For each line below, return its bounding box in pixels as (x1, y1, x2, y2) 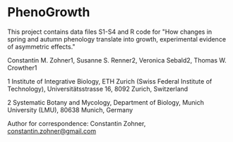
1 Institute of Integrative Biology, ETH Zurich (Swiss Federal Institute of (7, 77, 213, 85)
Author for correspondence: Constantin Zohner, (7, 119, 146, 127)
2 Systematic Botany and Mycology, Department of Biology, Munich (7, 98, 205, 106)
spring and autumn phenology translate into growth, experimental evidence (7, 34, 227, 43)
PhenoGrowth (7, 4, 90, 20)
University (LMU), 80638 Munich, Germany (7, 105, 133, 114)
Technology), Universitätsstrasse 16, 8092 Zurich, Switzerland (7, 84, 189, 93)
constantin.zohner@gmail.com (7, 127, 97, 135)
